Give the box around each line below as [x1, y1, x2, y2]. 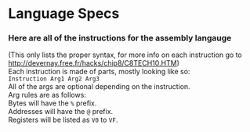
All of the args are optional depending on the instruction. [8, 82, 190, 91]
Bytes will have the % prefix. [8, 98, 97, 108]
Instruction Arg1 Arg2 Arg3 [8, 75, 100, 83]
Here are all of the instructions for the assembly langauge [8, 33, 232, 44]
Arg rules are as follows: [8, 91, 86, 100]
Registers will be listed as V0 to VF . [8, 115, 118, 125]
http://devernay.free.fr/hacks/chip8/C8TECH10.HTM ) [8, 59, 180, 68]
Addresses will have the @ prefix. [8, 107, 114, 116]
